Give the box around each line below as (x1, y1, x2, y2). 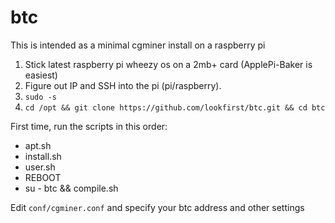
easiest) (24, 69, 58, 81)
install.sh (24, 150, 62, 162)
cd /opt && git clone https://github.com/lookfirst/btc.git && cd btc (24, 102, 326, 113)
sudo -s (24, 92, 57, 102)
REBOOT (24, 171, 62, 183)
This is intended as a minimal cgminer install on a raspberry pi (10, 39, 266, 51)
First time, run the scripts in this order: (10, 120, 168, 132)
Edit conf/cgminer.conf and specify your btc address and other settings (10, 201, 305, 213)
